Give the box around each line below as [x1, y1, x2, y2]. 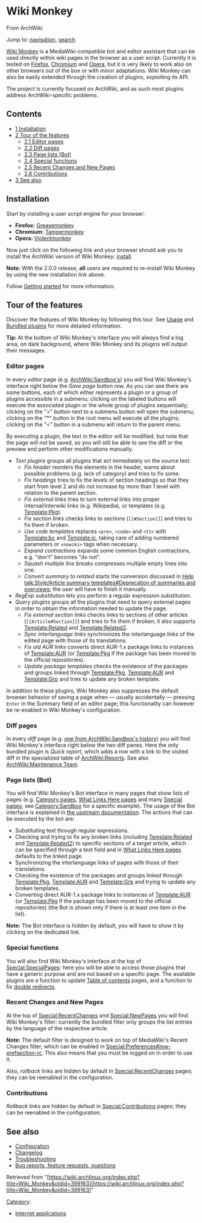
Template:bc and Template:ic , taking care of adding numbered [24, 534, 179, 541]
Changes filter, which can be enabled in [6, 1042, 105, 1050]
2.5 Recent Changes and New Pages [24, 163, 116, 170]
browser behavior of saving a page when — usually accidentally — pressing [6, 693, 195, 700]
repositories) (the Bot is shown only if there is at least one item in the [14, 904, 186, 911]
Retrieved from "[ [6, 1173, 49, 1181]
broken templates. [14, 885, 60, 892]
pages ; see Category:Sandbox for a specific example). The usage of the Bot [6, 802, 195, 810]
